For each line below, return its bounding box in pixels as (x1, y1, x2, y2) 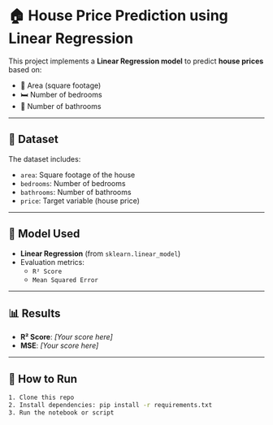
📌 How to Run (8, 371, 78, 386)
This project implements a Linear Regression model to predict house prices (8, 56, 264, 66)
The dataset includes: (8, 154, 81, 163)
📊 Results (8, 306, 61, 320)
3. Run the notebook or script (8, 408, 115, 417)
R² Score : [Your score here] (19, 332, 114, 342)
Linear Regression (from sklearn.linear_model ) (19, 249, 181, 258)
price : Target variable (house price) (19, 196, 141, 206)
